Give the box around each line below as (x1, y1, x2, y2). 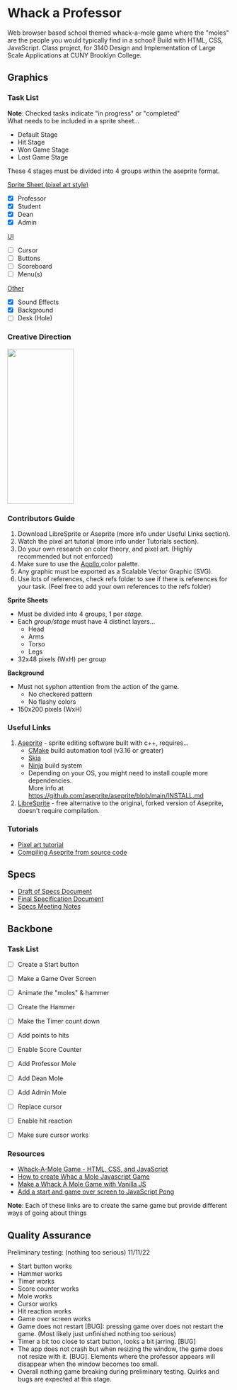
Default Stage (17, 130, 58, 139)
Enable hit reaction (17, 1116, 73, 1125)
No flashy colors (28, 697, 76, 706)
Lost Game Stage (17, 152, 69, 161)
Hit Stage (17, 138, 45, 146)
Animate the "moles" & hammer (17, 989, 110, 997)
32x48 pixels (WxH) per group (17, 654, 107, 663)
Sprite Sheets (7, 595, 48, 604)
